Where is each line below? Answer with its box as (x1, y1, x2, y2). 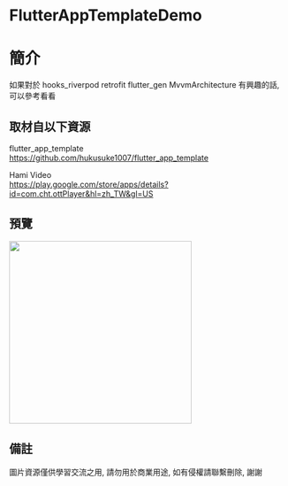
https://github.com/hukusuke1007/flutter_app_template (9, 152, 209, 163)
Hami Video (9, 169, 52, 180)
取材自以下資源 (9, 119, 91, 134)
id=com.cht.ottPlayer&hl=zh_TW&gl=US (9, 188, 154, 199)
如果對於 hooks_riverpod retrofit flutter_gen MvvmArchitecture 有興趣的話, (9, 80, 280, 90)
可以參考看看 (9, 90, 56, 102)
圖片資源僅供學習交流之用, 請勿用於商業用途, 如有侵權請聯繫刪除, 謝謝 (9, 467, 262, 477)
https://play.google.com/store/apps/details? (9, 179, 170, 189)
